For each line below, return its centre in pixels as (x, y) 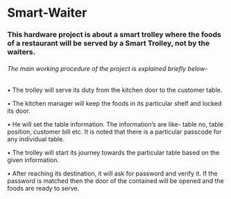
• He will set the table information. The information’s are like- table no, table (115, 125)
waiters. (22, 52)
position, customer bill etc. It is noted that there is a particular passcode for (114, 132)
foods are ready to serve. (43, 189)
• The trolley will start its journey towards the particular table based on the (113, 153)
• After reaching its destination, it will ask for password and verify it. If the (112, 174)
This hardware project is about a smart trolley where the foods (114, 35)
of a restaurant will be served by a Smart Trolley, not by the (109, 43)
